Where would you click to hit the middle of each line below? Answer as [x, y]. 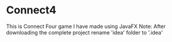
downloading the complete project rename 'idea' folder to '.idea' [85, 32]
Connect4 [31, 10]
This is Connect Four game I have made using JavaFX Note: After [86, 26]
